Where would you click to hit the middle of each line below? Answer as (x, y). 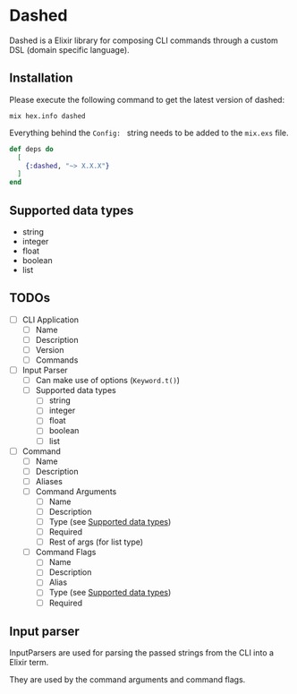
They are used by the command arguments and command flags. (127, 680)
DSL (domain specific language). (69, 49)
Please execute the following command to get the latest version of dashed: (147, 99)
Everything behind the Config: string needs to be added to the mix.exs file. (149, 133)
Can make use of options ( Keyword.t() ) (108, 381)
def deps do (31, 149)
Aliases (49, 481)
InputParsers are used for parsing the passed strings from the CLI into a (142, 653)
